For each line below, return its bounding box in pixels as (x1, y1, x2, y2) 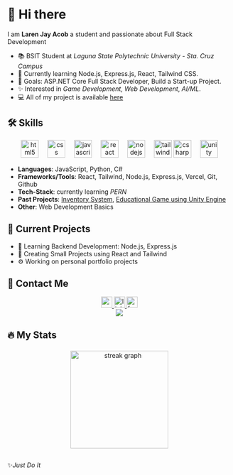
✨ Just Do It (7, 461, 41, 469)
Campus (17, 62, 43, 70)
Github (17, 180, 38, 188)
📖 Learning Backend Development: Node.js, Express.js (17, 241, 178, 251)
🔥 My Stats (7, 329, 57, 341)
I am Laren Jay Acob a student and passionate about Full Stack (7, 30, 193, 38)
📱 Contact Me (7, 277, 69, 290)
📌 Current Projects (7, 223, 91, 235)
